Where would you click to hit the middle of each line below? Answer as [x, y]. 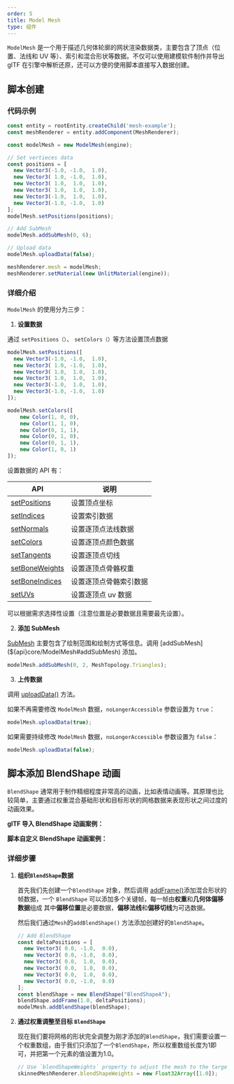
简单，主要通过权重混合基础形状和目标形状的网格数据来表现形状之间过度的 [120, 800]
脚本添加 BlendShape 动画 [64, 773]
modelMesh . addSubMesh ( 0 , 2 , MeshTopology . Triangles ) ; [87, 665]
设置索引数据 [92, 516]
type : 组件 [22, 27]
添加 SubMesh [38, 628]
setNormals [30, 528]
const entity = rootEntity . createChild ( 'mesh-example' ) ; [92, 126]
